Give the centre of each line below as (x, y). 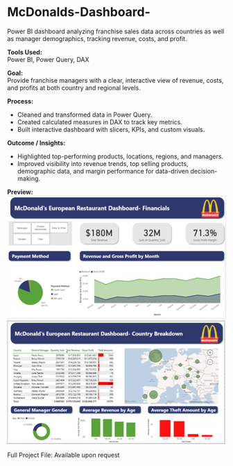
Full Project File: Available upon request (63, 455)
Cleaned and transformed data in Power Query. (85, 115)
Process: (20, 101)
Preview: (20, 192)
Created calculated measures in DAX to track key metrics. (100, 122)
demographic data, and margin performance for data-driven (103, 171)
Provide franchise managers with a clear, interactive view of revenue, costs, (115, 80)
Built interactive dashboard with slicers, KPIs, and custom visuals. (111, 129)
